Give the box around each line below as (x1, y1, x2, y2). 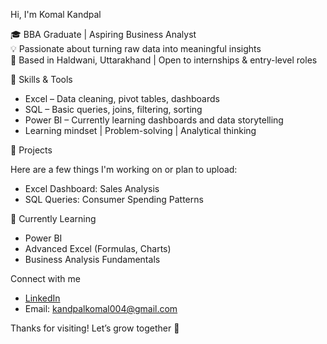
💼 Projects (10, 144, 53, 156)
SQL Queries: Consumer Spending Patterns (24, 194, 204, 205)
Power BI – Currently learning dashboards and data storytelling (24, 114, 284, 126)
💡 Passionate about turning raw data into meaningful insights (10, 43, 262, 54)
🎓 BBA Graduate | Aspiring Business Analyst (10, 29, 197, 40)
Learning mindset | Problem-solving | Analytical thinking (24, 125, 257, 136)
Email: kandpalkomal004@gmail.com (24, 303, 178, 314)
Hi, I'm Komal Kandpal (10, 9, 102, 20)
